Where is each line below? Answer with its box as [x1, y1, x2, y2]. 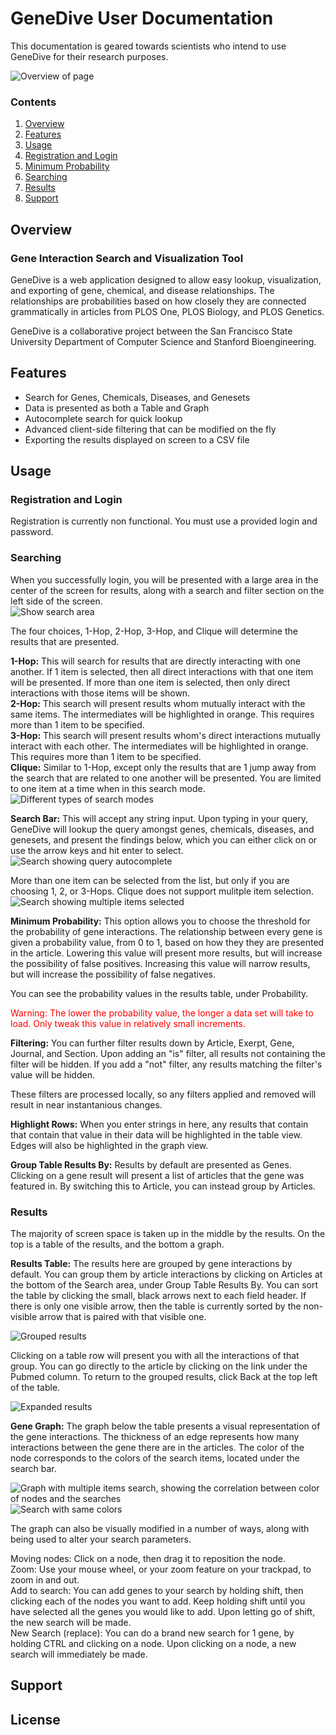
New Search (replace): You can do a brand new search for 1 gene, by [10, 1627, 295, 1639]
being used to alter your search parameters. [10, 1533, 192, 1546]
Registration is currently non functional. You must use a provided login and [10, 515, 318, 527]
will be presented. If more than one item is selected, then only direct [10, 676, 291, 688]
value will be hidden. [10, 1068, 95, 1081]
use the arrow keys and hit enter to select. [10, 844, 184, 856]
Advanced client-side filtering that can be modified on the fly [24, 423, 277, 435]
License [10, 1711, 61, 1728]
